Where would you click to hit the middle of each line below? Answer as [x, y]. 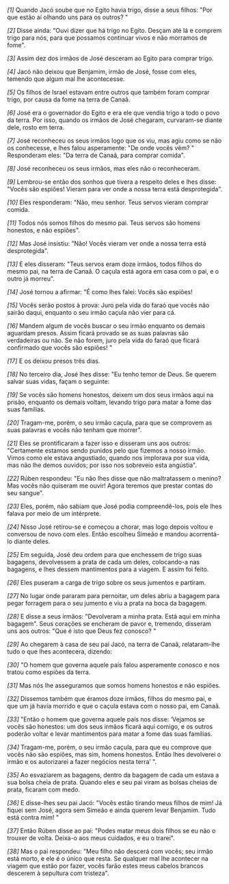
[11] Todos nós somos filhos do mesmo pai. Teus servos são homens [104, 223]
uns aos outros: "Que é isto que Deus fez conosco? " [82, 631]
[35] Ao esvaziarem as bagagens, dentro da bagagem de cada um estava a [113, 775]
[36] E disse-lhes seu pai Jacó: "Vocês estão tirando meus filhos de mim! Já [114, 803]
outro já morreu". [31, 278]
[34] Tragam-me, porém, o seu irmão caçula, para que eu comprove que [109, 747]
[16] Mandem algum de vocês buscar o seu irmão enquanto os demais [106, 326]
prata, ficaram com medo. [44, 789]
